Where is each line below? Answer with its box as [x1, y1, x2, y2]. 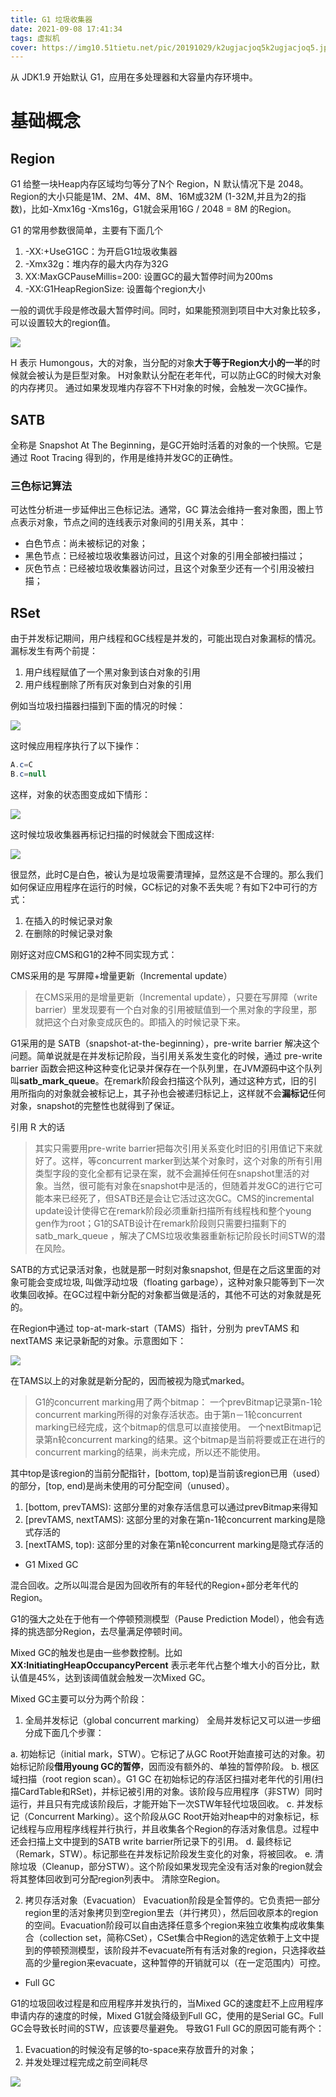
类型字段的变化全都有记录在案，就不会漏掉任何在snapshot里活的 [34, 1167, 302, 1179]
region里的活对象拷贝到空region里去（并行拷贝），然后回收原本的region [24, 1906, 319, 1918]
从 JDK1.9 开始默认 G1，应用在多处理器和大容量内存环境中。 [10, 71, 258, 83]
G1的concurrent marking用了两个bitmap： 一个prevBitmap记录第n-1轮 [34, 1396, 323, 1408]
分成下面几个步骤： [24, 1726, 105, 1738]
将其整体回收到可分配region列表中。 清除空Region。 [10, 1872, 226, 1885]
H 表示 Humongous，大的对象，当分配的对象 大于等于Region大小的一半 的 [10, 357, 312, 369]
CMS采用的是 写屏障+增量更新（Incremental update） [10, 969, 233, 981]
